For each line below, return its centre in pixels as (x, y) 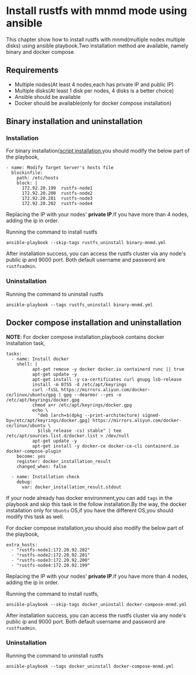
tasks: (14, 354)
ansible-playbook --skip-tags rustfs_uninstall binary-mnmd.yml (86, 243)
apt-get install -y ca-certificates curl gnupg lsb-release (107, 379)
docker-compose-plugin (34, 451)
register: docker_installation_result (64, 461)
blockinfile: (27, 173)
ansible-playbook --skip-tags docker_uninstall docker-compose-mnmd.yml (97, 604)
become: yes (31, 456)
